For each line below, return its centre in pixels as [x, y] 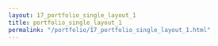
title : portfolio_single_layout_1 [65, 23]
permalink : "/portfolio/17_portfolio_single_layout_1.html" [110, 30]
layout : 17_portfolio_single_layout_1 [72, 15]
